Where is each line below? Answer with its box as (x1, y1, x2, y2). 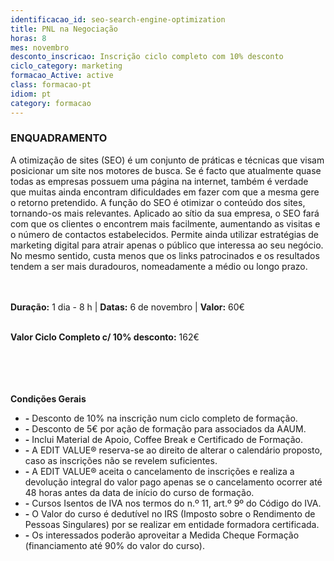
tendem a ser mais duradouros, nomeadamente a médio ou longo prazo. (10, 260, 308, 272)
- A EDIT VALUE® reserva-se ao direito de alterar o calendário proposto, (24, 444, 323, 456)
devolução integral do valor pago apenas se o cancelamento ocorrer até (24, 476, 323, 488)
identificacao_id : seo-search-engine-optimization (10, 14, 226, 25)
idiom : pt (10, 89, 52, 99)
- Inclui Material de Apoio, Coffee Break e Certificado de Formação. (24, 433, 303, 445)
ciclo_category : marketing (10, 61, 123, 71)
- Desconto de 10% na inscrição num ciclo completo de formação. (24, 412, 298, 424)
